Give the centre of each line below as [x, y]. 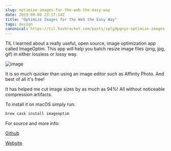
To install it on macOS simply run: [40, 104]
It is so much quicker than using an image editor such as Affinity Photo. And [85, 74]
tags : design [19, 24]
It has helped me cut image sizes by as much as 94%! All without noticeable [85, 89]
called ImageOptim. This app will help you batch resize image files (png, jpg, [85, 49]
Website [14, 143]
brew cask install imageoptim [37, 114]
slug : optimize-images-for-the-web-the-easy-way [58, 10]
